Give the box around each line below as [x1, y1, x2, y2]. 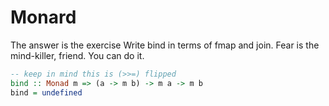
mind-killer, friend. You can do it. [10, 49, 145, 61]
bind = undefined [10, 87, 83, 98]
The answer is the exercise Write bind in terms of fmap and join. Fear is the [10, 39, 320, 51]
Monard [10, 6, 77, 29]
